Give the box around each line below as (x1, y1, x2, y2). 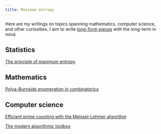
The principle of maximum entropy (5, 59, 76, 65)
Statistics (5, 45, 36, 54)
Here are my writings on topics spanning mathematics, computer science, (5, 21, 156, 27)
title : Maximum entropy (5, 7, 54, 12)
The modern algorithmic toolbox (5, 123, 71, 129)
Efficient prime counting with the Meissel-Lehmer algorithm (5, 114, 127, 120)
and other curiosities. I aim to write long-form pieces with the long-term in (5, 26, 156, 32)
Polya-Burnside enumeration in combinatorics (5, 86, 99, 92)
